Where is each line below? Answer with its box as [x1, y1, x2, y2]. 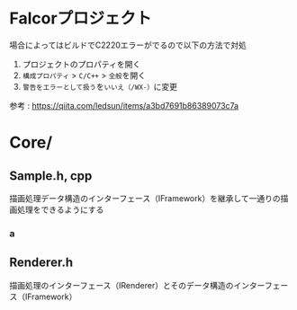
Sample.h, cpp [9, 168, 93, 183]
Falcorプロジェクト [9, 8, 152, 29]
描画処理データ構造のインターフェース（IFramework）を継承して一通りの [9, 192, 281, 203]
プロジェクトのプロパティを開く [22, 58, 141, 69]
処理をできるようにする [16, 204, 104, 215]
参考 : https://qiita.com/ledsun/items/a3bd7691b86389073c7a [9, 100, 239, 111]
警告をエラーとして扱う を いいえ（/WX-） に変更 [22, 81, 178, 92]
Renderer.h [9, 255, 74, 270]
